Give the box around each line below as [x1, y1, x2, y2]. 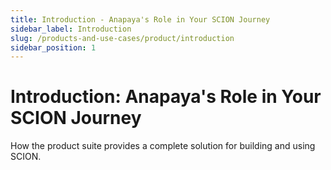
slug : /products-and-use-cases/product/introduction [10, 33, 235, 43]
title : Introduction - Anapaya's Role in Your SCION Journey [10, 14, 271, 25]
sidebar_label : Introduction [10, 24, 132, 34]
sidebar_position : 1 [10, 42, 97, 53]
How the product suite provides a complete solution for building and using [10, 140, 316, 152]
